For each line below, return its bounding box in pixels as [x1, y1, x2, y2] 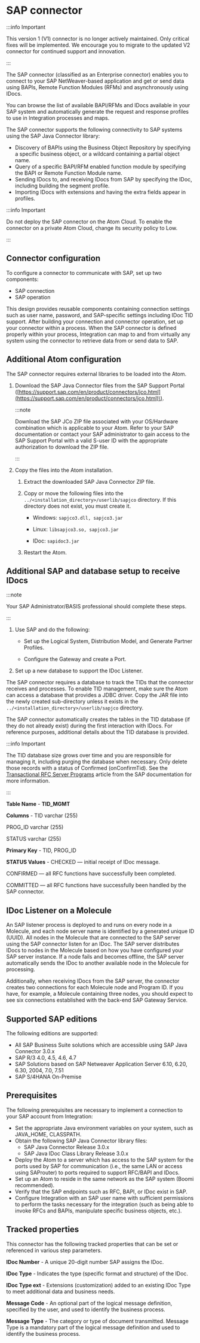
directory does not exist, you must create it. [23, 502, 131, 510]
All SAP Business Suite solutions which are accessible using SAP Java [14, 1041, 187, 1048]
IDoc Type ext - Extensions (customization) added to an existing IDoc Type [6, 1281, 191, 1289]
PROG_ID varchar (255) [6, 824, 64, 831]
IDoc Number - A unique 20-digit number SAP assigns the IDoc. [6, 1258, 164, 1265]
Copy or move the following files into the [23, 489, 124, 497]
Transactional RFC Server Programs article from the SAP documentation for [6, 771, 192, 778]
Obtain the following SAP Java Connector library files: [14, 1137, 147, 1144]
